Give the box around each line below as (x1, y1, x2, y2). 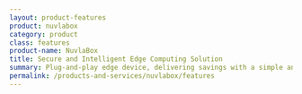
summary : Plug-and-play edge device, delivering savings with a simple (9, 64, 283, 73)
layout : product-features (9, 13, 106, 22)
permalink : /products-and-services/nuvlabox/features (9, 72, 216, 81)
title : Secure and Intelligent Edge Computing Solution (9, 55, 223, 64)
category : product (9, 30, 78, 38)
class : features (9, 38, 70, 47)
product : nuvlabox (9, 21, 78, 30)
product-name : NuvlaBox (9, 47, 99, 56)
